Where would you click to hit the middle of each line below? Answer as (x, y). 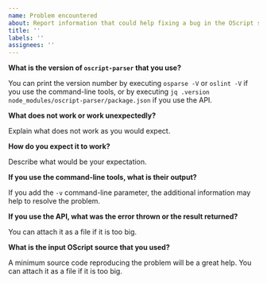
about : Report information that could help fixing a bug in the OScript (131, 23)
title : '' (25, 30)
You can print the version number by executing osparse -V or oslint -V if (128, 84)
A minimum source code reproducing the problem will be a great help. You (130, 263)
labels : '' (26, 38)
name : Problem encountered (53, 16)
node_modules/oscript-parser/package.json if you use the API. (110, 100)
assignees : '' (32, 45)
